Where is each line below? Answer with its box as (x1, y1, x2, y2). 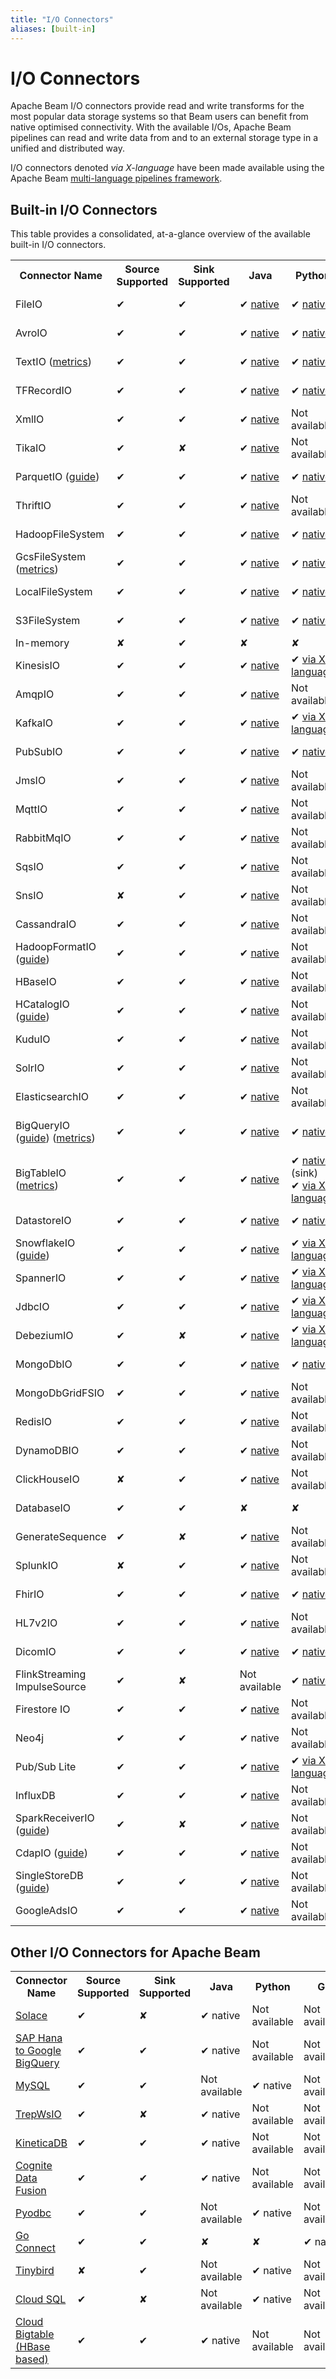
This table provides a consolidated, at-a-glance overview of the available (10, 228, 311, 240)
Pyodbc (15, 2206, 52, 2220)
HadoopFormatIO (15, 940, 97, 954)
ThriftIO (15, 499, 52, 513)
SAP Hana (15, 2031, 63, 2045)
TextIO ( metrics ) (15, 355, 92, 369)
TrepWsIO (15, 2107, 62, 2121)
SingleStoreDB (15, 1869, 84, 1883)
